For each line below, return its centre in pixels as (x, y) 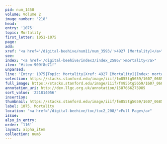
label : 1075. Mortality (30, 106)
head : (11, 24)
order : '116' (19, 125)
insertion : (16, 97)
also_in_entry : (21, 120)
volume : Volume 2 (23, 14)
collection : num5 (23, 134)
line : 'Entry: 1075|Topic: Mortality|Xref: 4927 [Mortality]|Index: (78, 74)
